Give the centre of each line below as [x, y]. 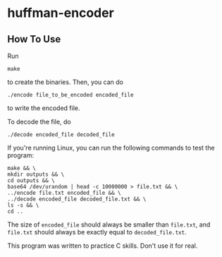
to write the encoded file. [44, 108]
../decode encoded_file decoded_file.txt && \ [77, 199]
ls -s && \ [23, 205]
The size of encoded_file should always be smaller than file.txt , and [109, 225]
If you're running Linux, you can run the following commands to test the [111, 148]
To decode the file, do [39, 122]
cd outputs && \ [31, 181]
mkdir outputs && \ [36, 174]
